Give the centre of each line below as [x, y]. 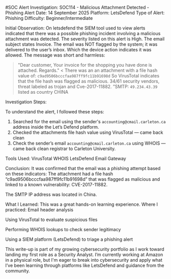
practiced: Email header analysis [39, 210]
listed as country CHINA [43, 92]
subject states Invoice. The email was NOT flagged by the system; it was [81, 44]
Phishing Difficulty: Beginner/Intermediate [49, 18]
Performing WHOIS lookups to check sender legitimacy [63, 229]
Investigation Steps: [26, 102]
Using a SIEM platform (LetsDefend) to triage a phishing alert [69, 239]
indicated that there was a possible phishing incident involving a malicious [83, 33]
